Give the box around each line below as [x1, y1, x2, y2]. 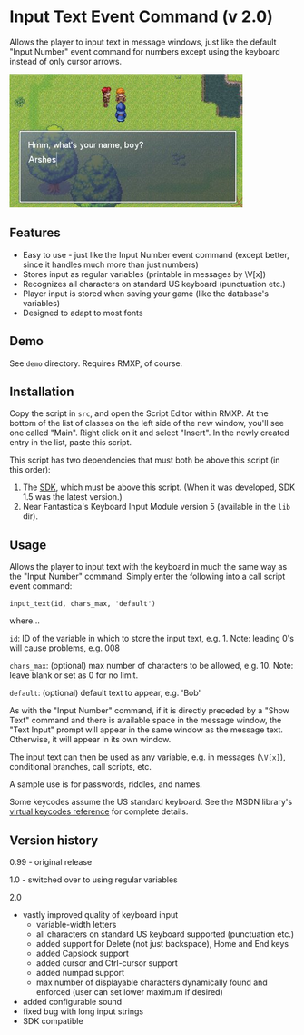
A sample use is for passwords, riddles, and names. [9, 779, 202, 790]
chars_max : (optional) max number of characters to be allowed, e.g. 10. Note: [9, 661, 294, 672]
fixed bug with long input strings [22, 1006, 144, 1017]
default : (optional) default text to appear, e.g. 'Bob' [9, 688, 201, 699]
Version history [9, 832, 99, 848]
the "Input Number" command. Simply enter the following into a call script [9, 571, 286, 582]
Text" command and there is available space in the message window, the [9, 715, 282, 726]
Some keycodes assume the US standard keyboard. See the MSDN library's [9, 797, 293, 808]
